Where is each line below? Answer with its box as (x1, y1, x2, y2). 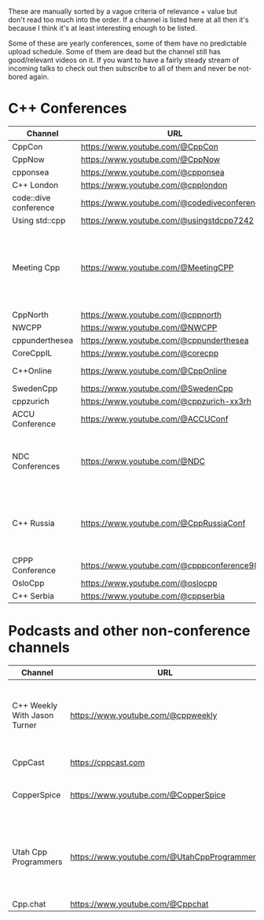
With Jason (12, 709, 54, 720)
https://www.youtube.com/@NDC (80, 455, 206, 466)
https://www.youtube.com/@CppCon (80, 141, 218, 152)
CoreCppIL (12, 348, 53, 359)
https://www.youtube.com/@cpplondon (80, 179, 228, 190)
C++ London (12, 179, 59, 190)
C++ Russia (12, 517, 55, 528)
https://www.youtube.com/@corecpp (80, 348, 218, 359)
